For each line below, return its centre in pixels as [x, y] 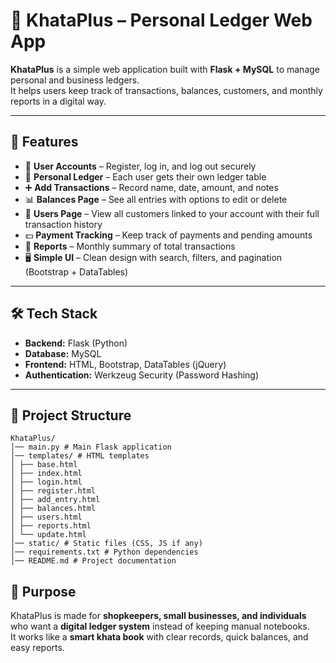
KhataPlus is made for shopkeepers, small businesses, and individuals [158, 616]
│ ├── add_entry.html [55, 500]
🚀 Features [44, 142]
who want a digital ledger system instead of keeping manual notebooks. [160, 626]
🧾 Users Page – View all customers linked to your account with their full [172, 213]
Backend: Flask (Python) [76, 343]
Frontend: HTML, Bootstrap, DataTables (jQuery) [125, 364]
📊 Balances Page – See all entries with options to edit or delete [156, 199]
